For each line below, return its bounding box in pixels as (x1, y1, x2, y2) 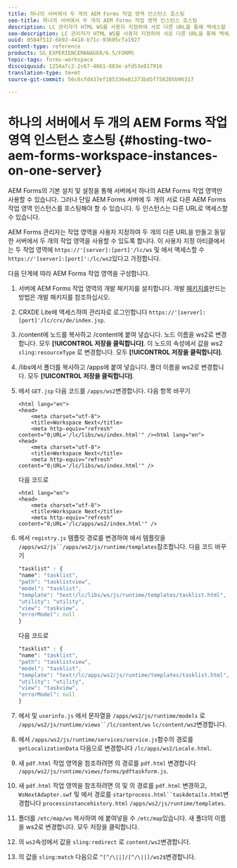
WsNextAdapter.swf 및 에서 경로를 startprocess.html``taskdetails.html (18, 790, 224, 799)
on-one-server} (8, 163, 103, 178)
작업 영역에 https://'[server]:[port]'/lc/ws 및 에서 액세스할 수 (23, 246, 205, 254)
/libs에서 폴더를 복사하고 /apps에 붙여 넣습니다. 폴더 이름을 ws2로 (18, 363, 200, 372)
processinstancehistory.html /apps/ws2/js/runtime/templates (42, 800, 224, 807)
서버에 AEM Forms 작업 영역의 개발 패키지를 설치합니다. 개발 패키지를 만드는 (18, 284, 226, 293)
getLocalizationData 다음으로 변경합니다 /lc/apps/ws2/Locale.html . (18, 744, 212, 753)
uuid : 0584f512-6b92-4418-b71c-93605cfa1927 (8, 37, 141, 44)
